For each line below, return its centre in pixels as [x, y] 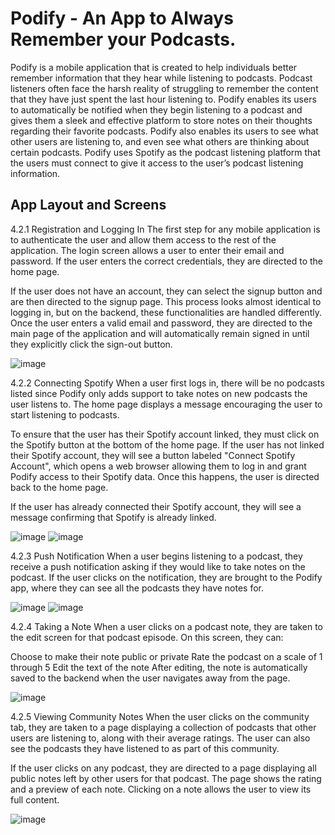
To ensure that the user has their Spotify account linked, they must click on [165, 434]
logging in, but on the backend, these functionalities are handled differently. [166, 312]
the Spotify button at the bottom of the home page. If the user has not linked [167, 444]
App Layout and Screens [88, 205]
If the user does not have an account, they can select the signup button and [166, 291]
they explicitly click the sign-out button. [91, 344]
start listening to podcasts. [65, 414]
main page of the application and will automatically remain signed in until [160, 333]
